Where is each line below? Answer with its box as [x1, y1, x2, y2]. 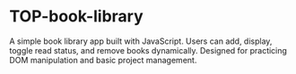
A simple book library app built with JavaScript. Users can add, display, [9, 36, 273, 46]
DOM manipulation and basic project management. [9, 54, 197, 65]
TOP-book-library [9, 6, 144, 27]
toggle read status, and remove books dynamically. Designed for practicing [9, 45, 287, 55]
